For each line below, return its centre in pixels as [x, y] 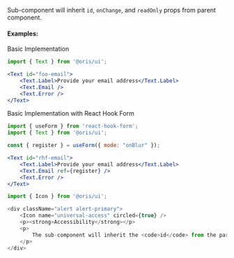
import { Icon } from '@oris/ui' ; [57, 197]
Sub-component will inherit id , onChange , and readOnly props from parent [111, 10]
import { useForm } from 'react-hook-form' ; [73, 126]
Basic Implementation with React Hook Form [71, 114]
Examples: [23, 33]
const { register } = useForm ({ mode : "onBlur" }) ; [84, 146]
